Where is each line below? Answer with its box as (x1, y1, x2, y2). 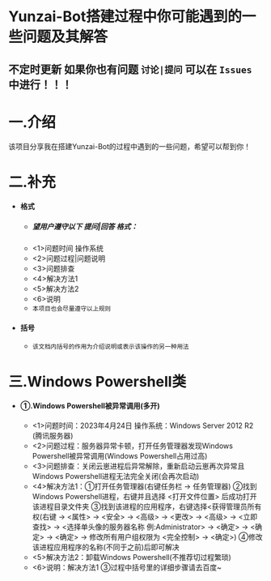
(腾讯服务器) (32, 430, 74, 440)
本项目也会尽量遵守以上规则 (32, 305, 112, 313)
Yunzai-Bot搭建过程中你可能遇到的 (8, 7, 243, 26)
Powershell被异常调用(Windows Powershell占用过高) (32, 451, 208, 460)
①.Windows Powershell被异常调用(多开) (19, 401, 160, 411)
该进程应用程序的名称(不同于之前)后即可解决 (32, 542, 180, 552)
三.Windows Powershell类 (8, 372, 187, 391)
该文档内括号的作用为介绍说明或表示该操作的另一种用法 (32, 343, 189, 351)
